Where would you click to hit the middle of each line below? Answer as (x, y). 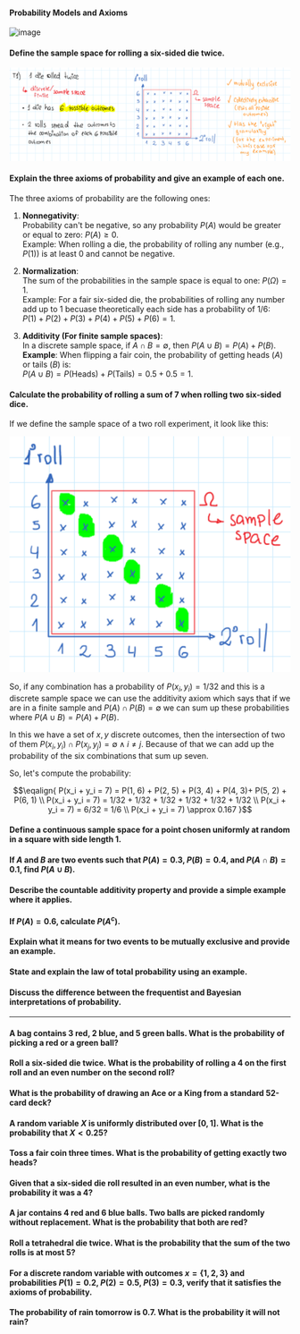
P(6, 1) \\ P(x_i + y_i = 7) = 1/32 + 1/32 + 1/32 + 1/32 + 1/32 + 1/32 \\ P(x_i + (150, 800)
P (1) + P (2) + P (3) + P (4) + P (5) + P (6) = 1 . (99, 319)
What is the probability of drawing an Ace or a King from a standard (137, 1093)
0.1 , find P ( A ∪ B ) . (42, 869)
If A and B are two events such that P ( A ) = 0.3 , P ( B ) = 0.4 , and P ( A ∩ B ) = (148, 860)
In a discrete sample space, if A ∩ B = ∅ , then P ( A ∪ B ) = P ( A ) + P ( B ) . (149, 345)
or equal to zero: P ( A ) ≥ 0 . (70, 234)
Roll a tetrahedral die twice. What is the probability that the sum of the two (150, 1243)
